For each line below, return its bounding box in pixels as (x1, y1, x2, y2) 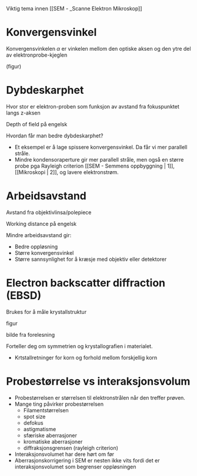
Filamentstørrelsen (23, 406, 69, 413)
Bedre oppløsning (14, 243, 58, 250)
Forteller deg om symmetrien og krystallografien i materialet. (6, 342, 153, 350)
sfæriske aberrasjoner (23, 432, 78, 439)
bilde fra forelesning (6, 331, 55, 338)
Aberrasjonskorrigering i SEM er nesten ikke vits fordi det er (14, 457, 160, 464)
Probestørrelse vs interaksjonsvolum (6, 375, 191, 388)
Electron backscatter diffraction (6, 277, 166, 290)
